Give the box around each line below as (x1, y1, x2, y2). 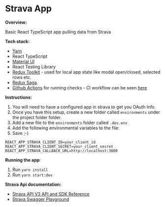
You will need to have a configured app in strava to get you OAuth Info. (12, 104, 156, 110)
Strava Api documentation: (5, 181, 62, 187)
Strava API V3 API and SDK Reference (12, 191, 90, 197)
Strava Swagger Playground (12, 196, 69, 202)
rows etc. (12, 74, 32, 80)
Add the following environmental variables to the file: (12, 124, 120, 131)
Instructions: (5, 94, 33, 100)
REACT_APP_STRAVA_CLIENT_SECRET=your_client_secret (5, 144, 113, 149)
